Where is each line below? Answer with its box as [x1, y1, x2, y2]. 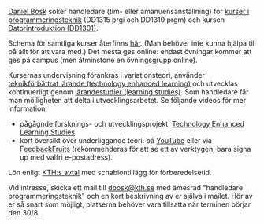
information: [8, 104, 48, 113]
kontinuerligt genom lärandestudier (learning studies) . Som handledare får [8, 87, 249, 97]
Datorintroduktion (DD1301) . [8, 24, 99, 32]
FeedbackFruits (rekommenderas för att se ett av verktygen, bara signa [19, 145, 251, 153]
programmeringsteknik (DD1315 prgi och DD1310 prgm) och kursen [8, 15, 225, 24]
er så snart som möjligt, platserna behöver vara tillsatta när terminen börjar [8, 200, 251, 209]
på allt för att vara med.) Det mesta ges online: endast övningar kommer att [8, 47, 252, 56]
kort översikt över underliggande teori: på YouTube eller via [19, 136, 213, 145]
